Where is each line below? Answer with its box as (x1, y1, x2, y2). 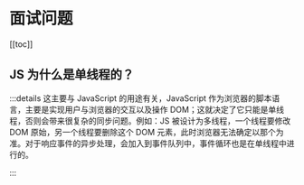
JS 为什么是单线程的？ (9, 67, 134, 82)
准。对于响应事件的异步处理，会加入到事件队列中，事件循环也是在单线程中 (9, 137, 287, 149)
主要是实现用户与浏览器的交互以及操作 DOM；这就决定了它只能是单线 (24, 104, 285, 115)
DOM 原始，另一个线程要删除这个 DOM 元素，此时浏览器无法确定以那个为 (9, 126, 284, 137)
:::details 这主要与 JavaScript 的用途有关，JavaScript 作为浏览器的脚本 (9, 92, 272, 104)
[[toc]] (9, 38, 33, 50)
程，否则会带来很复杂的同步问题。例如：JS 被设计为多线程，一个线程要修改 (9, 115, 291, 126)
